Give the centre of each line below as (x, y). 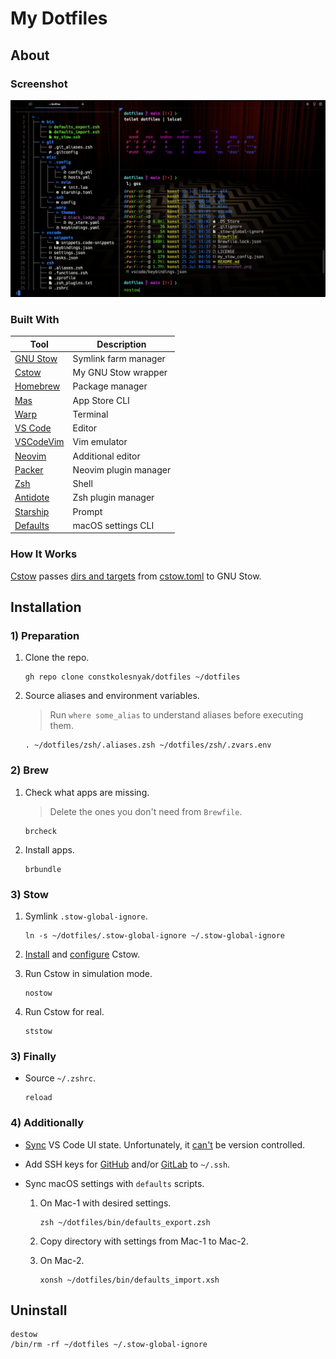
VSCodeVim (39, 442)
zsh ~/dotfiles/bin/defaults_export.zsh (125, 1222)
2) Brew (29, 770)
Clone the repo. (57, 658)
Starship (32, 511)
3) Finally (33, 1056)
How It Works (44, 554)
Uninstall (39, 1310)
